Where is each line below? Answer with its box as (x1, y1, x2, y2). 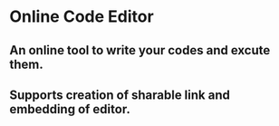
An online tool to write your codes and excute (9, 43, 271, 58)
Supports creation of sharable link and (9, 87, 231, 102)
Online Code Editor (9, 6, 154, 27)
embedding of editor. (9, 102, 131, 117)
